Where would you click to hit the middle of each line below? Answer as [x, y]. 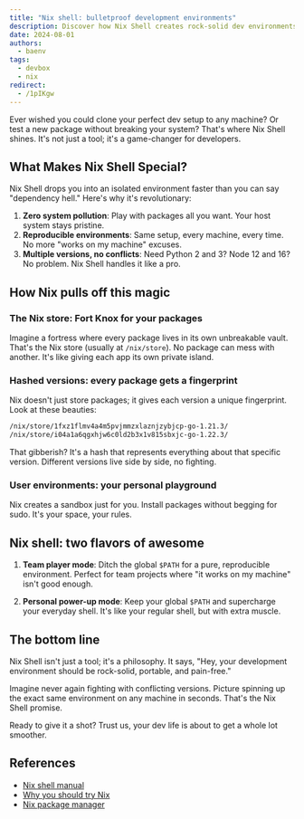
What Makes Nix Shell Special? [99, 167]
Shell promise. [36, 708]
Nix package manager [64, 804]
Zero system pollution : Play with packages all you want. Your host [147, 216]
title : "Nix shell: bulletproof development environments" [123, 18]
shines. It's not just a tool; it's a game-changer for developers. [125, 138]
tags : [19, 60]
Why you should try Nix [66, 795]
